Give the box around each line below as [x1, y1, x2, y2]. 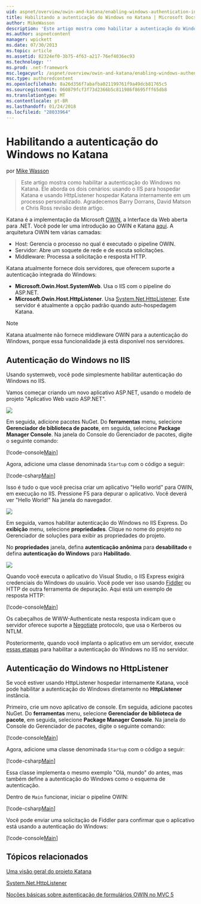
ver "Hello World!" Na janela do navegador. [6, 497, 112, 504]
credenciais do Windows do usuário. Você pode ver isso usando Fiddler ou [6, 579, 191, 586]
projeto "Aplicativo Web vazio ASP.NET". [6, 395, 106, 403]
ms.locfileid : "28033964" [6, 109, 71, 115]
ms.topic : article [6, 48, 52, 54]
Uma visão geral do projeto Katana [6, 867, 92, 875]
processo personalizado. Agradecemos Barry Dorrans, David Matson [20, 198, 191, 205]
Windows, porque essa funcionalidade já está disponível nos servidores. [6, 338, 185, 345]
